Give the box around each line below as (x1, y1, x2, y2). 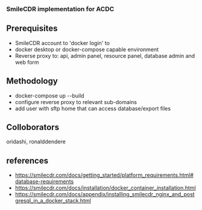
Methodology (6, 76, 58, 86)
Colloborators (6, 122, 59, 132)
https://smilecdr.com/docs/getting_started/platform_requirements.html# (14, 171, 194, 179)
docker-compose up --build (14, 92, 84, 99)
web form (14, 58, 39, 66)
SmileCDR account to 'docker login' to (14, 39, 110, 46)
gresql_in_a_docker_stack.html (14, 197, 92, 205)
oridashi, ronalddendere (6, 138, 66, 146)
